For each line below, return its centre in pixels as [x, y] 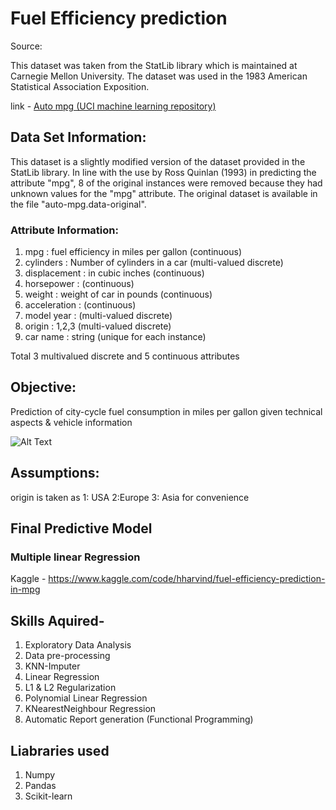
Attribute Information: [64, 230]
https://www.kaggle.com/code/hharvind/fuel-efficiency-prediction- [187, 579]
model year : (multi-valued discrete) [98, 316]
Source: [26, 46]
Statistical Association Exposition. [80, 86]
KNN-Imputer [52, 666]
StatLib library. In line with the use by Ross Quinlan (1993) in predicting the [163, 172]
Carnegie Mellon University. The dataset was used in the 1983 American [159, 76]
